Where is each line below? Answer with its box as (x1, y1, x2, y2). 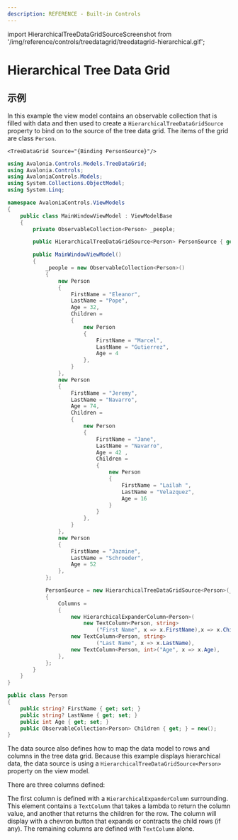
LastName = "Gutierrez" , (96, 343, 170, 351)
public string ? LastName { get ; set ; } (20, 712, 138, 719)
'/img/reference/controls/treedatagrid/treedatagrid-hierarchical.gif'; (7, 37, 205, 46)
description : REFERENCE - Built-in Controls (7, 10, 141, 18)
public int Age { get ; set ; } (20, 718, 110, 725)
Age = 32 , (70, 304, 100, 311)
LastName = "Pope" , (70, 297, 129, 305)
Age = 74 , (70, 403, 100, 410)
